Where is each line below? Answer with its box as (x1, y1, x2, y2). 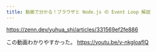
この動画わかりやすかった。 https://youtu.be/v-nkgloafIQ (6, 38, 149, 46)
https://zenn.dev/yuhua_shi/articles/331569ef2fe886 (6, 26, 139, 33)
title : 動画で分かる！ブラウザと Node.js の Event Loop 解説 (6, 9, 151, 15)
